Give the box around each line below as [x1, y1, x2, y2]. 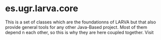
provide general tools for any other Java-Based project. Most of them [5, 24, 148, 30]
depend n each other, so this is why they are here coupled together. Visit [5, 29, 154, 35]
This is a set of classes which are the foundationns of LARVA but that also [5, 19, 157, 25]
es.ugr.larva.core [5, 3, 79, 14]
